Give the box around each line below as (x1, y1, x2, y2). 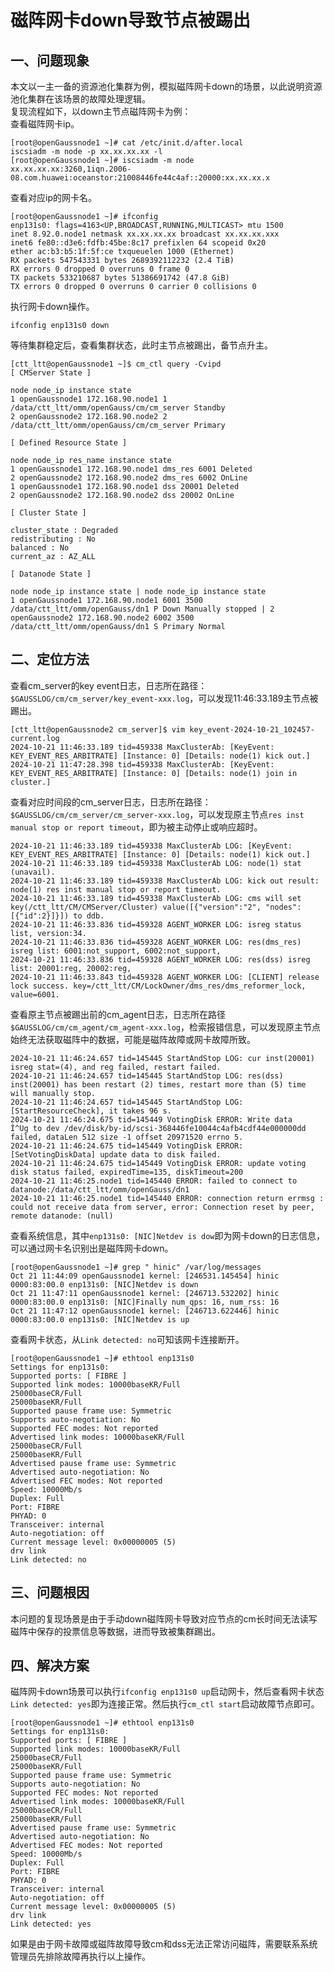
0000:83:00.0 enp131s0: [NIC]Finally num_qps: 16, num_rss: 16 (10, 1297, 280, 1307)
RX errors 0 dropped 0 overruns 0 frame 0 (10, 264, 190, 274)
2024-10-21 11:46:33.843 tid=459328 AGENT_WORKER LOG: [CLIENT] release (10, 972, 320, 982)
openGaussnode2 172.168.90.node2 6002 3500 (10, 613, 195, 623)
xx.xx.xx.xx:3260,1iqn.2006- (10, 164, 132, 174)
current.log (10, 733, 60, 743)
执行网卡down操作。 (10, 301, 95, 312)
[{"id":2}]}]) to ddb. (10, 911, 105, 921)
